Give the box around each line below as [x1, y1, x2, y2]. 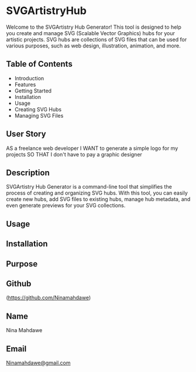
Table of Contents [6, 59, 73, 69]
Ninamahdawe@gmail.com [6, 359, 71, 366]
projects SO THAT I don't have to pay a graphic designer [6, 151, 142, 158]
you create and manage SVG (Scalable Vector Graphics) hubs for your [6, 29, 176, 36]
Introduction [14, 74, 44, 81]
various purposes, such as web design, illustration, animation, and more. [6, 42, 181, 49]
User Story [6, 129, 46, 139]
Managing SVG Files [14, 112, 64, 119]
